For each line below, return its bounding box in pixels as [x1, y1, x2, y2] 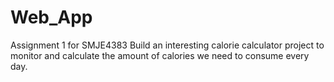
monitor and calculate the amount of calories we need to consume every [10, 49, 310, 61]
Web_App [10, 6, 93, 29]
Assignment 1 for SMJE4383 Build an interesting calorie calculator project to [10, 39, 325, 51]
